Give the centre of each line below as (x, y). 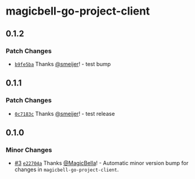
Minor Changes (29, 150)
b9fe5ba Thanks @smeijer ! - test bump (63, 64)
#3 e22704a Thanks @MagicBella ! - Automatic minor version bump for (101, 163)
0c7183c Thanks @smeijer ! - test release (65, 113)
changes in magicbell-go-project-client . (67, 170)
